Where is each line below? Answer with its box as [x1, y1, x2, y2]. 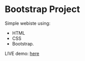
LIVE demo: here [5, 50, 39, 56]
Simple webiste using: [5, 20, 51, 26]
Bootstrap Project [5, 4, 80, 15]
